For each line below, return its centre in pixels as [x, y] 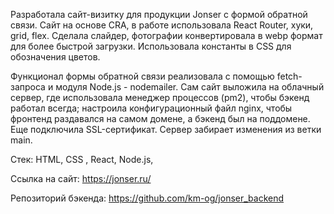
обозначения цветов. [55, 57]
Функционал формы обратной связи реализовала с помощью [142, 76]
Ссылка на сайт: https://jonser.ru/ [81, 178]
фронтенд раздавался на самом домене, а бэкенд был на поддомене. [160, 118]
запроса [28, 87]
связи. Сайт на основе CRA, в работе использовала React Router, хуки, [162, 25]
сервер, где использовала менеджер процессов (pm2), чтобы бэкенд [160, 97]
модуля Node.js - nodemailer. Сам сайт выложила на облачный [190, 87]
